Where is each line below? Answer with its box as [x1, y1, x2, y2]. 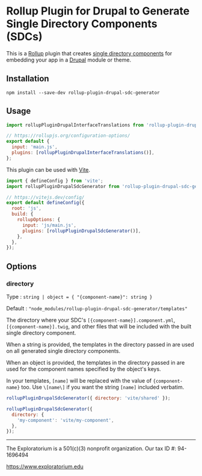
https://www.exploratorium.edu [6, 463, 84, 471]
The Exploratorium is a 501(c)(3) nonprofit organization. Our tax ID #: [6, 445, 176, 453]
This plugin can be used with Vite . [6, 166, 91, 173]
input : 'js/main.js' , [22, 222, 77, 228]
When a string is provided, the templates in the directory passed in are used [6, 341, 194, 348]
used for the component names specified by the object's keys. [6, 366, 161, 372]
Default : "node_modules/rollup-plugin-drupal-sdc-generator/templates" [6, 305, 188, 312]
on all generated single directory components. [6, 348, 121, 354]
